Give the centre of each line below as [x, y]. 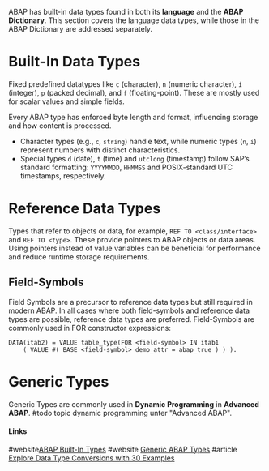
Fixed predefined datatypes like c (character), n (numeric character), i [126, 83]
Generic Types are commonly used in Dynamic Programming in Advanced [134, 404]
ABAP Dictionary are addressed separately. [80, 29]
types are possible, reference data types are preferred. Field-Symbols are [132, 319]
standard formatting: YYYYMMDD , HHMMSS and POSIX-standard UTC [126, 167]
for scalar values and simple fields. [66, 101]
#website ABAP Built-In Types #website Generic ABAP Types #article [123, 449]
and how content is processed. [60, 126]
